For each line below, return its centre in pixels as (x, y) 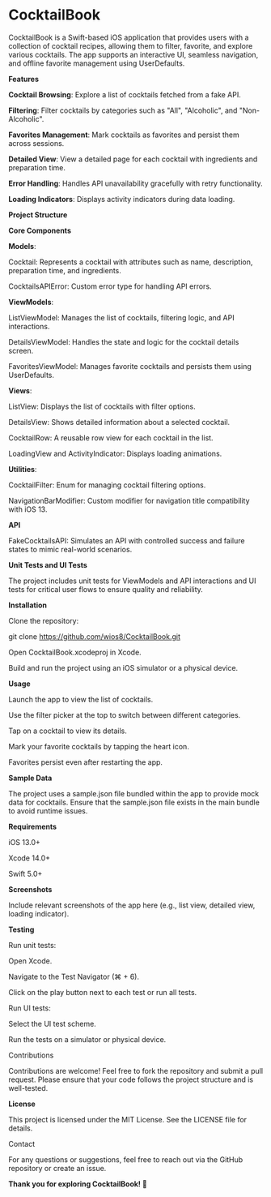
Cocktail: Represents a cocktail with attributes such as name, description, (131, 262)
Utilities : (23, 469)
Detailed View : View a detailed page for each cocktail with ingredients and (133, 159)
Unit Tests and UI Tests (48, 564)
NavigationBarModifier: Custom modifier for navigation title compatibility (129, 500)
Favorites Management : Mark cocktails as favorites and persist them (124, 135)
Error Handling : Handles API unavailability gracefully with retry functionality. (135, 183)
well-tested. (28, 1088)
